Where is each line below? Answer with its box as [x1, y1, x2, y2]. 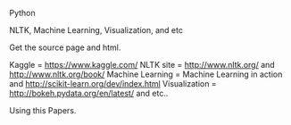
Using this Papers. [9, 105, 77, 115]
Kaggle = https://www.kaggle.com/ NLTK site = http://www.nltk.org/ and [9, 60, 275, 70]
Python [9, 8, 36, 18]
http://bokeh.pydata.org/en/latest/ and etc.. [9, 88, 169, 98]
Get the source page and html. [9, 42, 121, 53]
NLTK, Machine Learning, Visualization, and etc [9, 25, 183, 35]
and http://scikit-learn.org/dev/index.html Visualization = [9, 79, 217, 88]
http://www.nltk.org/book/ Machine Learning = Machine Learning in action [9, 69, 283, 79]
